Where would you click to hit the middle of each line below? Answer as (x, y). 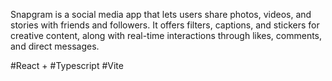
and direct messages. (55, 46)
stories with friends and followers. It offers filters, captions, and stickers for (165, 25)
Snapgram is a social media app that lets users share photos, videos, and (161, 14)
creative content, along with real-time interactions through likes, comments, (166, 35)
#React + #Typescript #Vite (67, 65)
